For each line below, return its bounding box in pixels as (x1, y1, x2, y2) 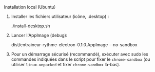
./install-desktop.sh (11, 23, 50, 29)
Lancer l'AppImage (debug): (11, 33, 68, 38)
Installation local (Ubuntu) (4, 4, 56, 10)
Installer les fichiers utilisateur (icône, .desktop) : (11, 14, 109, 19)
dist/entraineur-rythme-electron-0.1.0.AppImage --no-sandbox (11, 42, 137, 48)
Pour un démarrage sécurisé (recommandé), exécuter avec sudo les (11, 51, 149, 57)
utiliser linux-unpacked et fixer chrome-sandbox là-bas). (11, 62, 120, 67)
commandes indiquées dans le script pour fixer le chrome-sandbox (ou (11, 56, 150, 62)
